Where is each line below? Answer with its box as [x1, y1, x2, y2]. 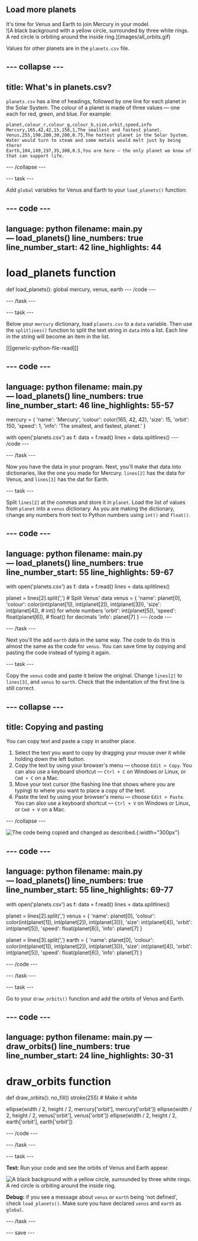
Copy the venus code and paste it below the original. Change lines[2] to [6, 672, 183, 679]
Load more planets [6, 5, 76, 15]
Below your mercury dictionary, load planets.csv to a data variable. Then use [6, 320, 193, 327]
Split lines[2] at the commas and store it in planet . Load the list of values [6, 499, 186, 506]
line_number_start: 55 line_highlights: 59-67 [6, 567, 174, 577]
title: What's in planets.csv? [6, 82, 112, 92]
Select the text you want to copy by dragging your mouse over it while [14, 749, 186, 756]
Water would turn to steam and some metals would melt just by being [6, 138, 181, 144]
